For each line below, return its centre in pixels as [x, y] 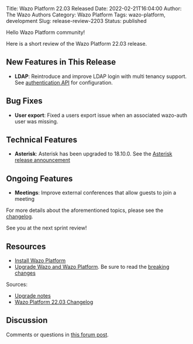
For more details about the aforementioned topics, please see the [85, 210]
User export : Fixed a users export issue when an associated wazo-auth [101, 115]
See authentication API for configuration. [63, 82]
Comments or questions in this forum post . [58, 335]
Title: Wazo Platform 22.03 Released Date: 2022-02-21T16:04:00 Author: [94, 9]
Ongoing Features [39, 178]
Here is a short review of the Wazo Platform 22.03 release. [77, 44]
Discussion [27, 320]
